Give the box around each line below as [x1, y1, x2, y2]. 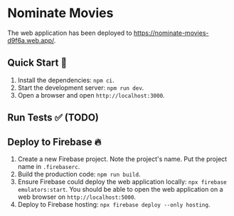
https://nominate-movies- [134, 29, 209, 37]
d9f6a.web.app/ [7, 36, 55, 44]
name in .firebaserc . [17, 162, 80, 170]
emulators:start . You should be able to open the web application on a [17, 185, 223, 193]
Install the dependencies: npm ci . [17, 76, 115, 84]
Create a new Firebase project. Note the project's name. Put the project [17, 155, 228, 163]
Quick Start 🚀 [7, 57, 68, 69]
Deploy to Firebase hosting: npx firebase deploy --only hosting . [17, 200, 211, 208]
